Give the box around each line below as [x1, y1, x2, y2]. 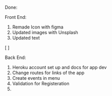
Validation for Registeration [12, 81, 70, 86]
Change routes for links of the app [12, 70, 85, 76]
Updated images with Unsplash [12, 29, 79, 35]
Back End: [5, 54, 26, 60]
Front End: [5, 14, 27, 20]
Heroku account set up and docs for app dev [12, 65, 107, 70]
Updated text [12, 35, 40, 41]
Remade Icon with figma [12, 24, 63, 30]
